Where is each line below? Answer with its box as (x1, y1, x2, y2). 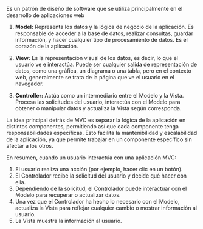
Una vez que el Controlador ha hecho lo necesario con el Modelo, (15, 198, 180, 205)
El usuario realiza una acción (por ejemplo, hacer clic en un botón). (15, 166, 184, 173)
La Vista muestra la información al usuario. (15, 217, 122, 224)
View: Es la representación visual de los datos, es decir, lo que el (15, 55, 178, 61)
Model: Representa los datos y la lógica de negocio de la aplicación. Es (15, 24, 194, 30)
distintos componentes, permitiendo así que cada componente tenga (6, 123, 179, 130)
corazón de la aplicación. (15, 42, 78, 50)
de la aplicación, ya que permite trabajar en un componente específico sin (6, 136, 193, 143)
